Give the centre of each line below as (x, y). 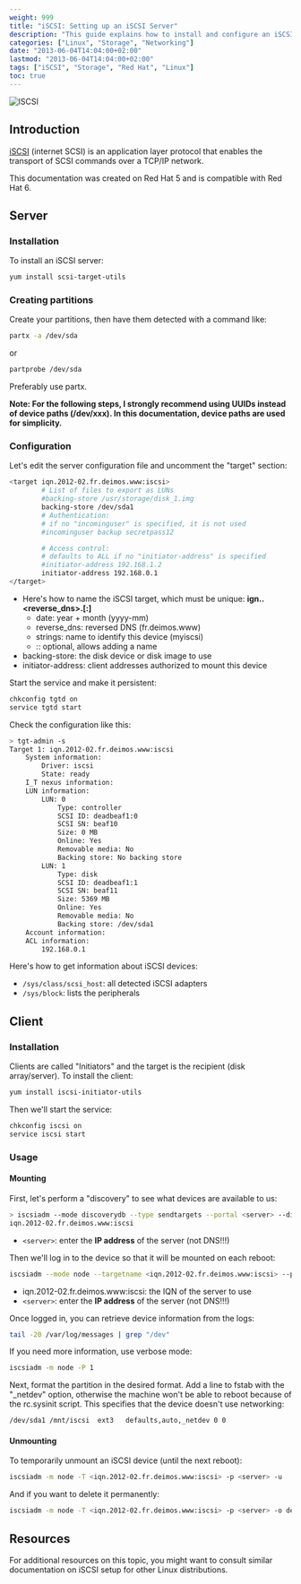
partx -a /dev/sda (43, 336)
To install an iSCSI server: (57, 261)
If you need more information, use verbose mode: (101, 1352)
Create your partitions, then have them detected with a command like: (138, 320)
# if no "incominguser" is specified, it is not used (144, 524)
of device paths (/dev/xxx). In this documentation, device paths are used (147, 414)
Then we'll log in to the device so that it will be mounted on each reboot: (142, 1257)
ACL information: (58, 941)
